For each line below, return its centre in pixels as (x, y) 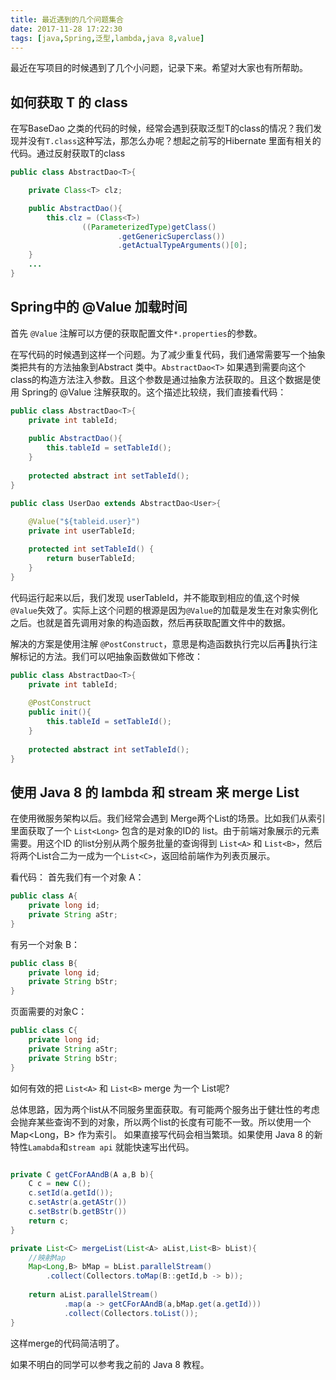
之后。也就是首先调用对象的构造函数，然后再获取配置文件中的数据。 (150, 622)
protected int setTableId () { (91, 549)
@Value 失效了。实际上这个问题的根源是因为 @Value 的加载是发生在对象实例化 (164, 610)
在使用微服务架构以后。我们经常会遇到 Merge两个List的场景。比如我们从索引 (168, 818)
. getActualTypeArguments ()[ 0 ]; (182, 246)
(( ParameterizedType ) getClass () (149, 227)
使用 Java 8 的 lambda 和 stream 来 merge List (155, 792)
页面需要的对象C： (49, 1012)
